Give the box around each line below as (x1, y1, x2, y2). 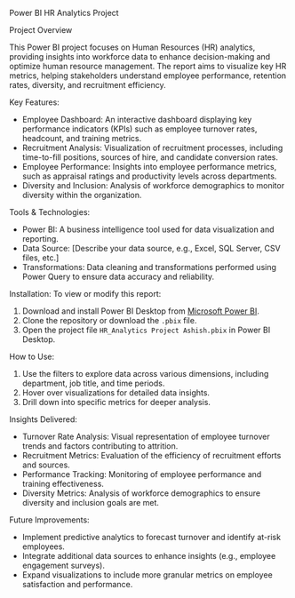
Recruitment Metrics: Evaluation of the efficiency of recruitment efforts (21, 450, 282, 460)
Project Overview (9, 25, 73, 35)
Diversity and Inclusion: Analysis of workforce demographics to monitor (21, 180, 285, 190)
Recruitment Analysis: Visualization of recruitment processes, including (21, 142, 283, 153)
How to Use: (9, 351, 55, 362)
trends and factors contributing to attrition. (21, 441, 179, 451)
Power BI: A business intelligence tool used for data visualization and (21, 224, 275, 235)
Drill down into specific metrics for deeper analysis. (21, 397, 211, 407)
